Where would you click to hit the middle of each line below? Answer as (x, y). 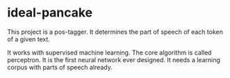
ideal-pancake (50, 13)
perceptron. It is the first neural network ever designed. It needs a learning (114, 59)
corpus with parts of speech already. (60, 67)
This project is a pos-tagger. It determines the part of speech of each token (115, 32)
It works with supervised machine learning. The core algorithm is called (109, 52)
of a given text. (29, 39)
